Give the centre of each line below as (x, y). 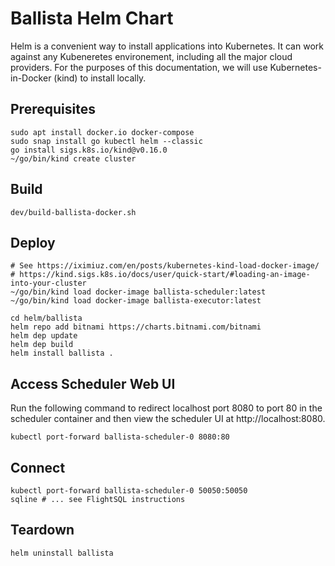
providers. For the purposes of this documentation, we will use (139, 67)
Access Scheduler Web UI (93, 383)
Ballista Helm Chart (92, 18)
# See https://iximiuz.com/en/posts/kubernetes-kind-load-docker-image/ (165, 266)
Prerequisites (53, 109)
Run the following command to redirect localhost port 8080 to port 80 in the (166, 408)
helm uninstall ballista (62, 553)
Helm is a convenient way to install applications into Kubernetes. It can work (167, 46)
